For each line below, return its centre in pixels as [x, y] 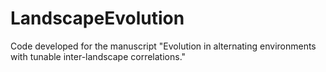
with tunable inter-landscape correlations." [98, 56]
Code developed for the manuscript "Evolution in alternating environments [163, 46]
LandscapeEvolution [97, 18]
